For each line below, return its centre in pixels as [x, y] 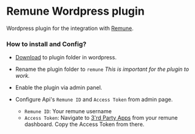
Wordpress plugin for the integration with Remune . [70, 28]
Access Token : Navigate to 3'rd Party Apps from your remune [101, 118]
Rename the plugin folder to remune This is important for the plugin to [102, 69]
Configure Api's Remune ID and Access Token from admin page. [94, 100]
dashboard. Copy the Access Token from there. [84, 124]
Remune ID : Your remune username [68, 111]
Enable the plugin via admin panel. [59, 87]
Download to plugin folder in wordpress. [66, 58]
